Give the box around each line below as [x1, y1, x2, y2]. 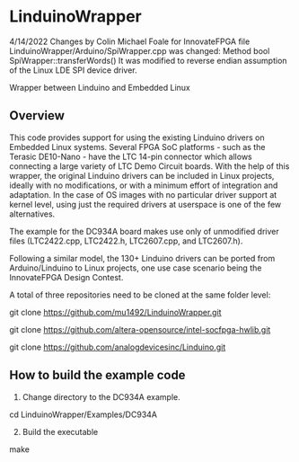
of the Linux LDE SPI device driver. [9, 65, 137, 76]
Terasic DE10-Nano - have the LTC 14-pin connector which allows [9, 151, 253, 162]
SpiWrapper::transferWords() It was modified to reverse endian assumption [9, 55, 287, 66]
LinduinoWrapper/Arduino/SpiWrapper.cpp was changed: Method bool [9, 45, 270, 56]
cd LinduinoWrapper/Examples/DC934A [9, 409, 157, 420]
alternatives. [9, 209, 56, 219]
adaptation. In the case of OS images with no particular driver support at [9, 189, 277, 200]
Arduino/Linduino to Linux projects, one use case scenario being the [9, 262, 262, 273]
